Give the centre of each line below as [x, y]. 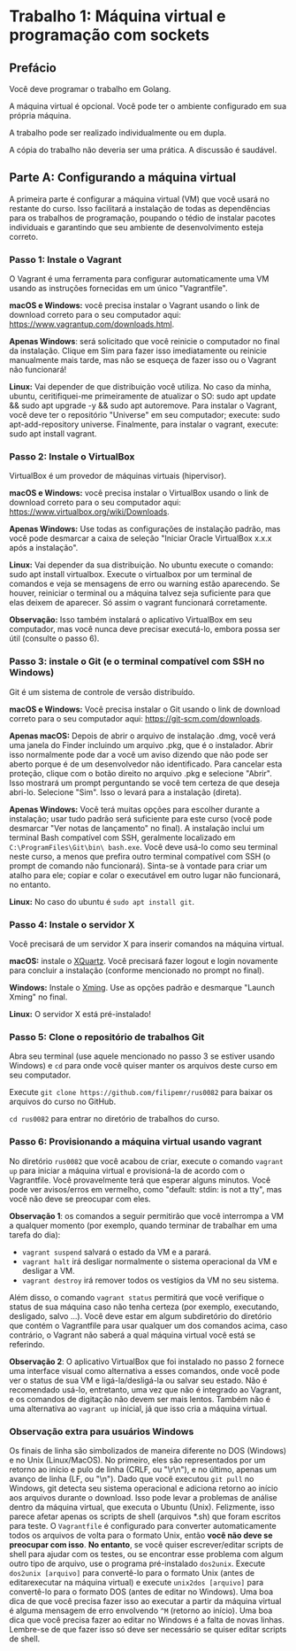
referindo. [27, 1344]
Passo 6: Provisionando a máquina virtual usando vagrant [136, 1142]
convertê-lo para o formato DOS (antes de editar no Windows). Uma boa [141, 1592]
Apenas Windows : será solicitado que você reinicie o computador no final [144, 342]
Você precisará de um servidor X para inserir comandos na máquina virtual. [147, 944]
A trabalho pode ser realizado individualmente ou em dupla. [118, 133]
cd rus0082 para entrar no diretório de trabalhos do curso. [114, 1119]
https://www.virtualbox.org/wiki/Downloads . [89, 512]
